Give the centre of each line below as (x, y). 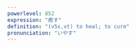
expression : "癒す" (35, 20)
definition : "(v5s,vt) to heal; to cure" (69, 26)
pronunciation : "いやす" (42, 33)
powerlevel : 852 (31, 13)
